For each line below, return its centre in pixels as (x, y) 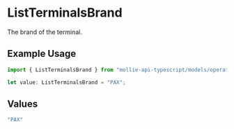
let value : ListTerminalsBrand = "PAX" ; (67, 82)
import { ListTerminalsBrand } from (60, 70)
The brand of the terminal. (45, 32)
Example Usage (42, 54)
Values (23, 104)
